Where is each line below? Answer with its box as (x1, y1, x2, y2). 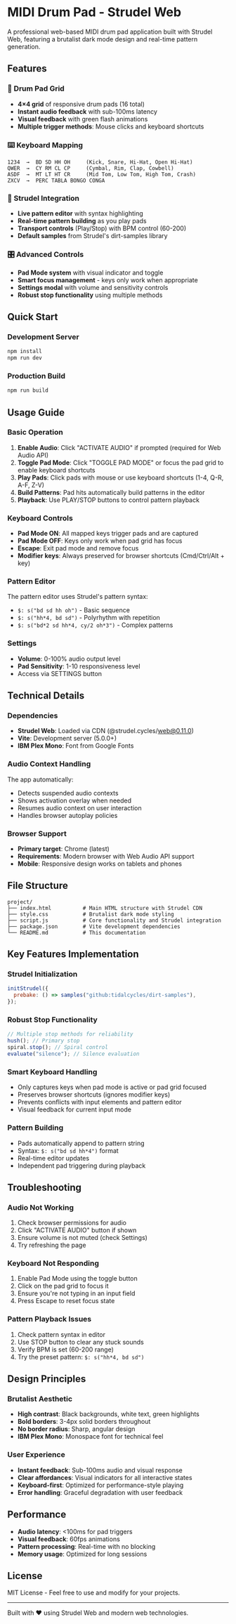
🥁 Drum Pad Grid (7, 84, 65, 93)
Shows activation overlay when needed (17, 796, 132, 805)
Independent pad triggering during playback (17, 1161, 146, 1170)
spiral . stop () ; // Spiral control (7, 1044, 109, 1051)
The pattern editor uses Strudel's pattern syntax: (7, 593, 149, 601)
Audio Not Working (7, 1202, 74, 1212)
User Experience (7, 1450, 65, 1460)
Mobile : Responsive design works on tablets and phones (17, 859, 183, 868)
